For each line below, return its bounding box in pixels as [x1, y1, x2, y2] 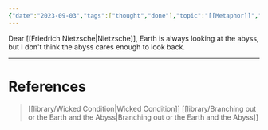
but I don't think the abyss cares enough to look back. [8, 41, 186, 52]
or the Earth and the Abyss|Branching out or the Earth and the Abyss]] [27, 112, 259, 122]
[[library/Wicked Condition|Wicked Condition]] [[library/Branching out [27, 104, 257, 113]
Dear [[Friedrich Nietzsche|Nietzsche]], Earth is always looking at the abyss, [8, 33, 259, 43]
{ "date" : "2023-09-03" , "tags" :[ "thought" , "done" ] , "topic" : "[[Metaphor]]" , [8, 11, 259, 20]
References [8, 77, 86, 96]
